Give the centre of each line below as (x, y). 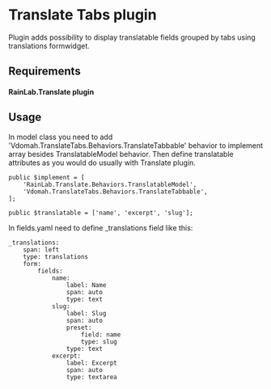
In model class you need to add (61, 137)
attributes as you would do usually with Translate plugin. (102, 163)
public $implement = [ (47, 177)
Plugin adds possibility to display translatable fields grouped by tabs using (132, 37)
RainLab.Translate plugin (51, 91)
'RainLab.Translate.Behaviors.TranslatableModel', (110, 184)
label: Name (86, 285)
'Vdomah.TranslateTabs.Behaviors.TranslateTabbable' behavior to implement (136, 145)
